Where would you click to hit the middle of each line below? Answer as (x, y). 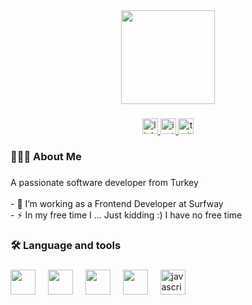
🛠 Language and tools (66, 245)
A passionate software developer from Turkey (104, 182)
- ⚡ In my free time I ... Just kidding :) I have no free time (126, 215)
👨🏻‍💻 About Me (46, 156)
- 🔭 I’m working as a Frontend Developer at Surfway (117, 203)
